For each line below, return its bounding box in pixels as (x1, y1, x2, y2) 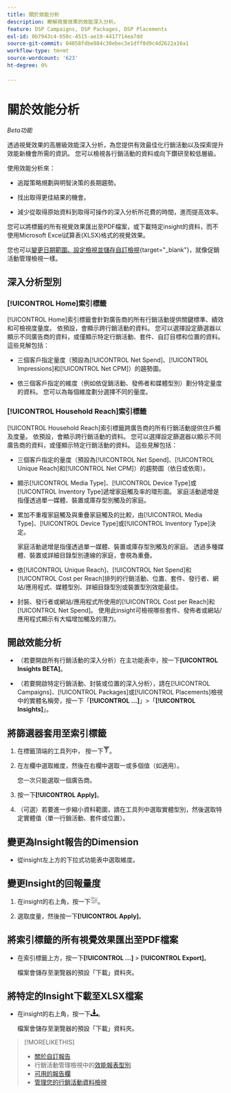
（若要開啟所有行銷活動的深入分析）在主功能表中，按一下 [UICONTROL (16, 656, 219, 664)
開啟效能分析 (7, 637, 62, 648)
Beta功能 (7, 126, 33, 134)
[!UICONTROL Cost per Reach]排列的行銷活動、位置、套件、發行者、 (16, 574, 213, 582)
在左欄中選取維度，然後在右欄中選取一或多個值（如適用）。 (16, 761, 184, 770)
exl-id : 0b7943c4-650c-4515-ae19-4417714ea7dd (7, 33, 143, 40)
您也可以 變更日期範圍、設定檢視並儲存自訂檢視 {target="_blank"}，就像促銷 (7, 245, 220, 254)
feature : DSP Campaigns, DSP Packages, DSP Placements (7, 25, 168, 32)
